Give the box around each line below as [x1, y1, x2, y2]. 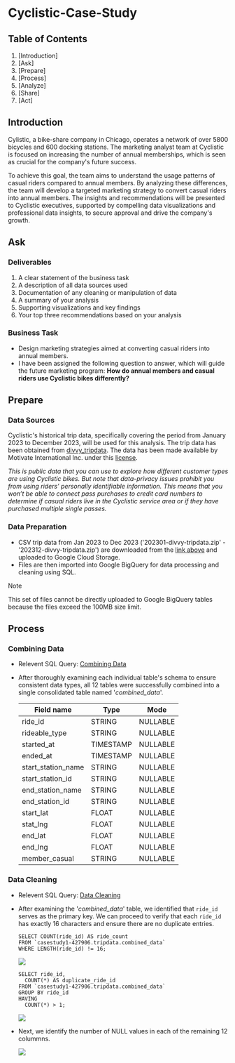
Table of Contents [8, 33, 88, 45]
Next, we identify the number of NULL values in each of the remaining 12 [17, 1026, 228, 1035]
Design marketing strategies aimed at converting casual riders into [17, 344, 211, 352]
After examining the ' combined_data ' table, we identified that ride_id [17, 904, 218, 913]
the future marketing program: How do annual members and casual [17, 367, 215, 375]
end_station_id [21, 797, 70, 807]
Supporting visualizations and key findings [17, 303, 141, 312]
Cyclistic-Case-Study [8, 5, 138, 21]
